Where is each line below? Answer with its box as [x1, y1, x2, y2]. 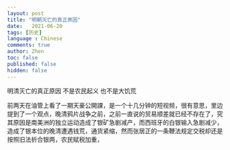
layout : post [7, 10, 44, 17]
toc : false [7, 55, 38, 61]
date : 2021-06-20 [7, 22, 63, 29]
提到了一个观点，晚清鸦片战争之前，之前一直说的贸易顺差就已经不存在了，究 [7, 110, 223, 118]
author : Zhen [7, 48, 44, 55]
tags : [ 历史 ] [7, 29, 42, 36]
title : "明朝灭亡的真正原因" [7, 16, 81, 23]
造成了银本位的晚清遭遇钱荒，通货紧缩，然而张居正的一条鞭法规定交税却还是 [7, 127, 223, 135]
